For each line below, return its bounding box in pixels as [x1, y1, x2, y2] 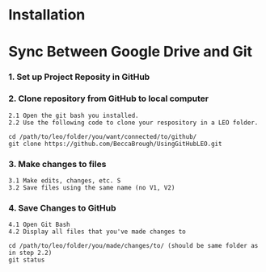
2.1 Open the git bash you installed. [8, 111, 139, 119]
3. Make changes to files [8, 158, 107, 169]
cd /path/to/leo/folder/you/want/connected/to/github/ [8, 132, 197, 140]
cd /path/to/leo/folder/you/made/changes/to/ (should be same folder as [8, 242, 259, 250]
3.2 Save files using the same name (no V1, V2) [8, 183, 175, 191]
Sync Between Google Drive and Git [8, 43, 253, 61]
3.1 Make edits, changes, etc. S [8, 176, 121, 185]
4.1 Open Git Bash [8, 220, 70, 229]
